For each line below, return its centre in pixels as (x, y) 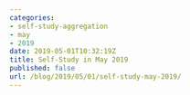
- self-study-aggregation (58, 26)
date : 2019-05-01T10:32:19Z (63, 52)
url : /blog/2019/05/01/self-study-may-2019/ (95, 77)
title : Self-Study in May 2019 (69, 60)
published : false (42, 69)
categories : (32, 18)
